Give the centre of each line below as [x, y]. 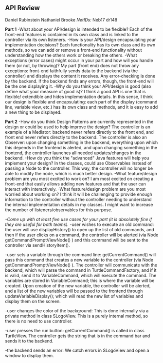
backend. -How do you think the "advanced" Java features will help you [77, 158]
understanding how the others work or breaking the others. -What [71, 55]
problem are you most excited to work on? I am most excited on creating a [79, 179]
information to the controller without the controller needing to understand [78, 199]
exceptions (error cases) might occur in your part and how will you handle [79, 60]
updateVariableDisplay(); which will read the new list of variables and [74, 296]
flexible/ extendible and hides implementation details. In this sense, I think [79, 97]
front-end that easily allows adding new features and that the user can [75, 184]
